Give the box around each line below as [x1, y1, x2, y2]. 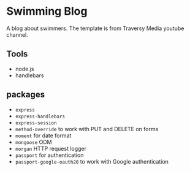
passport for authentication [15, 151, 84, 159]
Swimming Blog [6, 4, 88, 18]
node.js [15, 65, 35, 72]
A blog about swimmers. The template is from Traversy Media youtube [6, 25, 184, 32]
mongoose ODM [15, 138, 52, 145]
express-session [15, 120, 57, 126]
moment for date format [15, 132, 72, 139]
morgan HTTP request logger [15, 145, 87, 152]
